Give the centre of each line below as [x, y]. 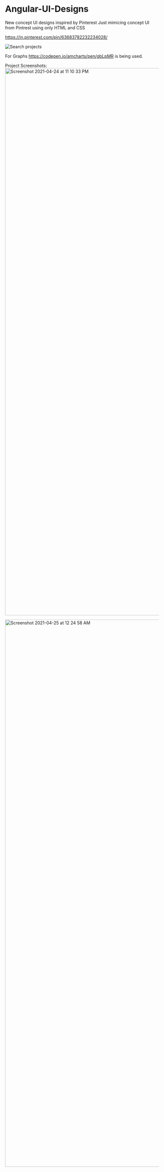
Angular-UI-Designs [47, 9]
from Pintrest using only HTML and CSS [45, 27]
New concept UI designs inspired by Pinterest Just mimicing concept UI [77, 22]
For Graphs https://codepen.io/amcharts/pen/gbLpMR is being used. [74, 56]
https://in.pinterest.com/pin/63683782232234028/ [56, 37]
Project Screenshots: [26, 65]
